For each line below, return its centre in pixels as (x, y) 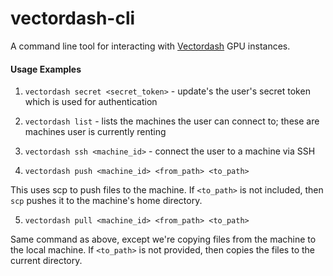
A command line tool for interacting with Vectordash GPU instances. (150, 46)
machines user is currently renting (95, 132)
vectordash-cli (73, 18)
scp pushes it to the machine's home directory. (106, 201)
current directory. (46, 261)
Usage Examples (46, 69)
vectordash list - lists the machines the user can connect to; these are (172, 121)
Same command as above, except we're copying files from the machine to (163, 239)
